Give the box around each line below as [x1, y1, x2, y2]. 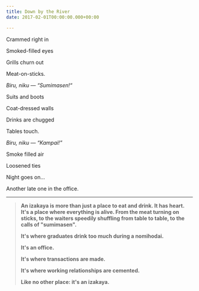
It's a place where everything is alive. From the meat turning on [20, 208, 179, 215]
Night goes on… [6, 173, 46, 181]
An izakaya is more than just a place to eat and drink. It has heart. [20, 202, 185, 209]
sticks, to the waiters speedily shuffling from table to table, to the [20, 215, 185, 222]
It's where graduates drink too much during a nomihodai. [20, 232, 164, 239]
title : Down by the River [6, 8, 70, 15]
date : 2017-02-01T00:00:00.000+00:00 [6, 14, 99, 20]
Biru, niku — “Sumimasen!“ [6, 81, 73, 89]
